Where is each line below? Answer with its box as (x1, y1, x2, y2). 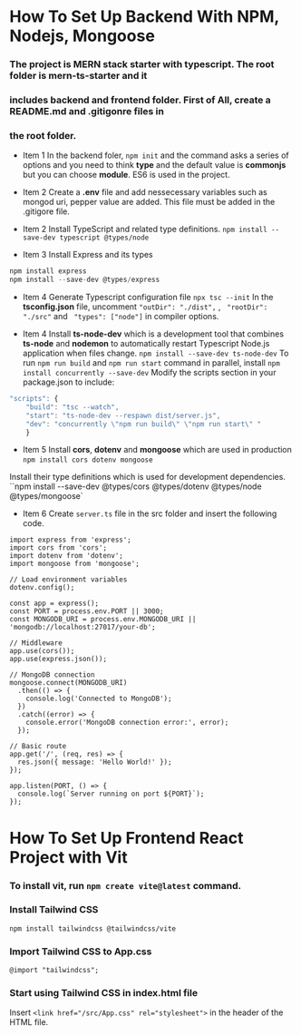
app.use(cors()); (9, 647, 75, 656)
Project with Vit (9, 846, 129, 867)
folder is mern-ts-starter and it (9, 70, 148, 83)
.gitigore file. (22, 206, 71, 217)
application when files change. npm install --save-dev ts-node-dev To (22, 347, 289, 359)
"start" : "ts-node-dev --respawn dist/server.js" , (25, 411, 221, 420)
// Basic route (9, 742, 67, 751)
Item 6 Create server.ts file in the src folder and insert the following (22, 508, 277, 519)
